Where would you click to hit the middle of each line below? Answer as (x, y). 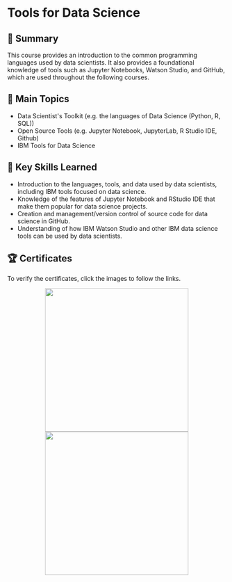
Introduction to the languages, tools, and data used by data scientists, (117, 184)
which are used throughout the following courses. (78, 77)
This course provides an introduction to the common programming (102, 55)
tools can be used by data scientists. (70, 236)
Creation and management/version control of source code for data (113, 213)
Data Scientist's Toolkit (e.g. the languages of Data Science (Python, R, (119, 115)
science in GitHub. (44, 221)
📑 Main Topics (38, 99)
